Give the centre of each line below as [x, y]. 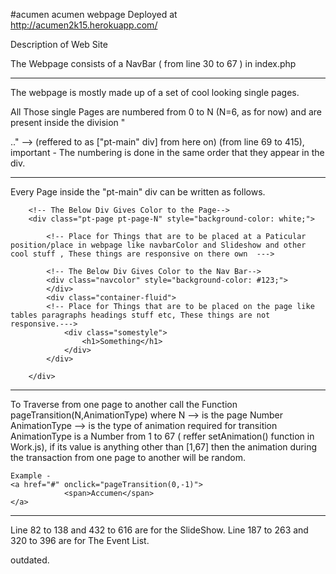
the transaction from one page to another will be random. [128, 457]
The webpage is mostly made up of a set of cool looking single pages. [155, 92]
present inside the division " [68, 122]
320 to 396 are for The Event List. [80, 540]
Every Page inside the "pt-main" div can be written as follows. [138, 192]
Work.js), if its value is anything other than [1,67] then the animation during [163, 447]
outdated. [30, 560]
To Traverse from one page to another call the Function [124, 404]
